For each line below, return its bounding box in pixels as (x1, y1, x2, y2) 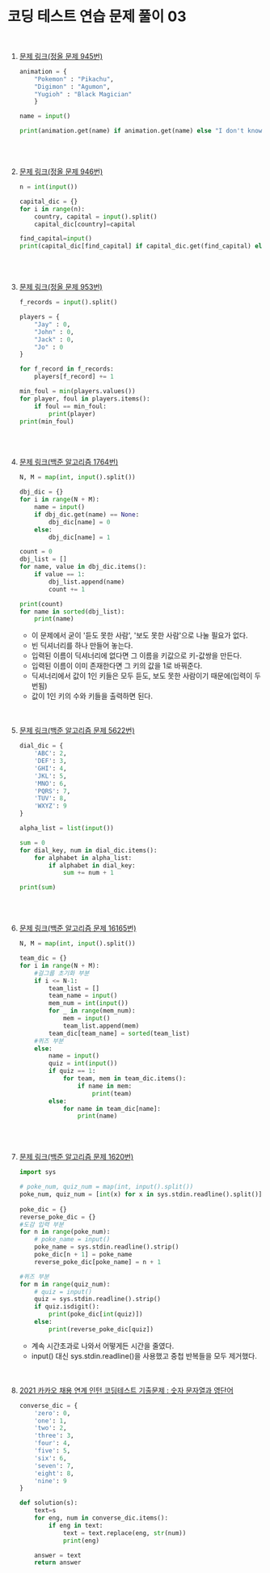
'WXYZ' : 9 (34, 802, 67, 810)
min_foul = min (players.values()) (19, 388, 136, 396)
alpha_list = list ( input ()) (19, 825, 114, 833)
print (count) (19, 600, 64, 608)
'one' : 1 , (34, 1417, 67, 1425)
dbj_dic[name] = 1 (49, 533, 111, 541)
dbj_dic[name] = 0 (49, 518, 111, 526)
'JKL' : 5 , (34, 772, 67, 780)
